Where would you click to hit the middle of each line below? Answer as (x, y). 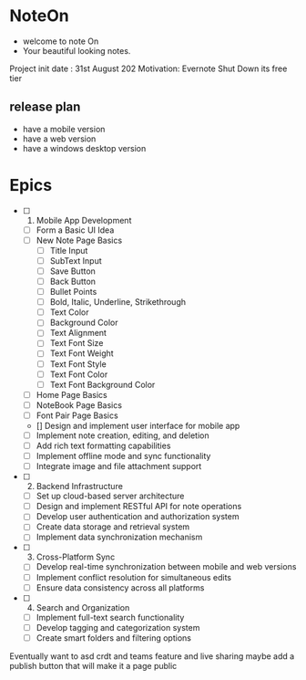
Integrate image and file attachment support (119, 466)
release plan (45, 107)
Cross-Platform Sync (76, 557)
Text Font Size (76, 343)
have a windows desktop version (84, 148)
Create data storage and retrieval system (113, 527)
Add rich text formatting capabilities (103, 445)
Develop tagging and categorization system (118, 627)
